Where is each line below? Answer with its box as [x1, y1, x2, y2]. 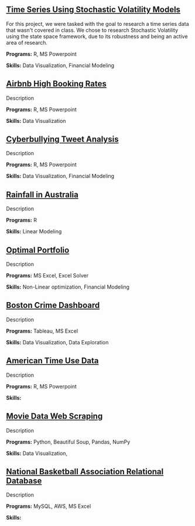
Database [6, 475, 42, 485]
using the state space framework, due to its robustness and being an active [6, 32, 189, 40]
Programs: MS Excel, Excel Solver [6, 272, 89, 279]
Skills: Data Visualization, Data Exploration [6, 339, 109, 346]
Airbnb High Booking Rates [6, 79, 107, 89]
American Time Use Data [6, 356, 99, 366]
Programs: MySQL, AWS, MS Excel [6, 502, 91, 510]
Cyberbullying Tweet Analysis [6, 135, 119, 145]
